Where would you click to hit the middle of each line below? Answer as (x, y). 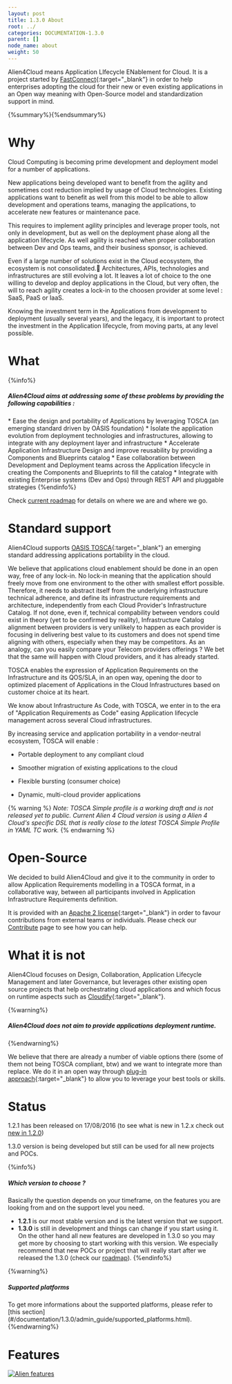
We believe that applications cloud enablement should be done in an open (113, 568)
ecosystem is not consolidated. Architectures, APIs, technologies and (108, 268)
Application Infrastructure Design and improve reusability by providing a (110, 450)
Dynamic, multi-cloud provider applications (79, 794)
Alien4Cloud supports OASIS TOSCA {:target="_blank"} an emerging (104, 547)
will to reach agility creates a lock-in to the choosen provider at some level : (115, 290)
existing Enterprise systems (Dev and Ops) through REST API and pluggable (116, 480)
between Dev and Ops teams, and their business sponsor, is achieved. (108, 247)
